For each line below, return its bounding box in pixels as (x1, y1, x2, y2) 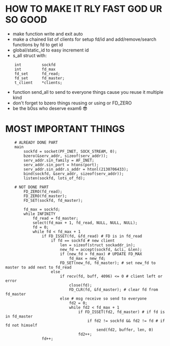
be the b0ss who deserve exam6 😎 (12, 105, 88, 111)
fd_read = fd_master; (32, 216, 79, 221)
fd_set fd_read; (14, 71, 60, 76)
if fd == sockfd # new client (50, 238, 115, 243)
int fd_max (14, 67, 56, 72)
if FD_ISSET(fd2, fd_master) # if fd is (78, 309, 165, 314)
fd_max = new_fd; (69, 256, 106, 261)
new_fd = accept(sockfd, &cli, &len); (60, 247, 143, 252)
